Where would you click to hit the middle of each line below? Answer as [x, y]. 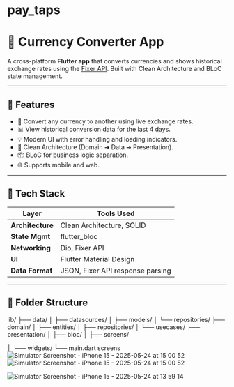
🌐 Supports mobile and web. [58, 165]
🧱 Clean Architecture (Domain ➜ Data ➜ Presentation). [95, 147]
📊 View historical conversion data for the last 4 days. [94, 129]
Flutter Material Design [97, 259]
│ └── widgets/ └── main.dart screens [64, 348]
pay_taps [34, 10]
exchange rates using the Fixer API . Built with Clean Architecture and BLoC [115, 69]
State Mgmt [31, 236]
